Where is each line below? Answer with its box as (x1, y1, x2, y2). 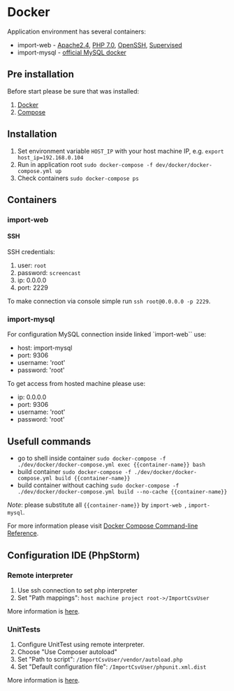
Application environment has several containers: (7, 27, 147, 36)
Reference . (7, 529, 39, 537)
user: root (17, 261, 47, 269)
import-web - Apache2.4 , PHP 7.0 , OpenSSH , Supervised (17, 40, 183, 49)
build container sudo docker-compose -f (17, 468, 131, 476)
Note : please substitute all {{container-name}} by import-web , (7, 500, 187, 510)
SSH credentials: (7, 248, 56, 256)
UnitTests (7, 624, 41, 634)
